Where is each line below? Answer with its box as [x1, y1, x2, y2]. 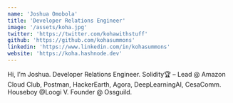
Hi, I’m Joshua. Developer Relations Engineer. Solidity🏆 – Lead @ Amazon [7, 70, 226, 78]
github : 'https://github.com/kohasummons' [7, 37, 135, 44]
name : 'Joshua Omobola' [7, 10, 78, 18]
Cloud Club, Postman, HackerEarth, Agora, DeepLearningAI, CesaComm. [7, 80, 222, 89]
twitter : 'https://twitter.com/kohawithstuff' [7, 30, 148, 38]
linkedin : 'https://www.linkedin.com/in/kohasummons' [7, 43, 171, 50]
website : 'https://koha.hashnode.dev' [7, 50, 123, 58]
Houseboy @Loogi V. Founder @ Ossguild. [7, 87, 133, 96]
